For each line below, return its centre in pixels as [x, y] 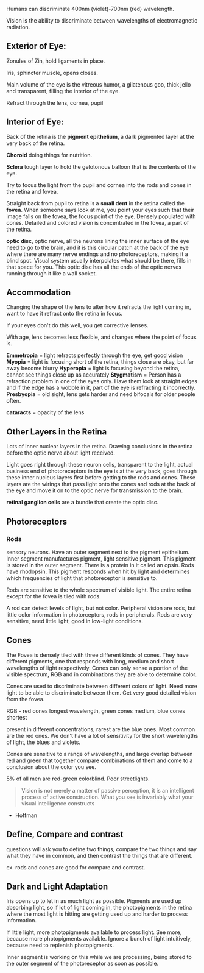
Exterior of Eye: [36, 46]
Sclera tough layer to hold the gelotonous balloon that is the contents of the [101, 166]
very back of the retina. [36, 143]
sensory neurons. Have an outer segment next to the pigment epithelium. [98, 552]
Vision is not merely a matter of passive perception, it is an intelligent [108, 790]
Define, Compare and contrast [65, 834]
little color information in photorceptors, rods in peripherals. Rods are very [99, 614]
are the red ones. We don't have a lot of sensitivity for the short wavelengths [102, 735]
